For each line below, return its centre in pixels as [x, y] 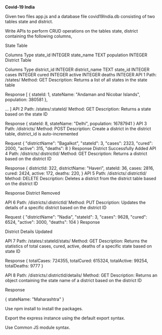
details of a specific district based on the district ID [56, 208]
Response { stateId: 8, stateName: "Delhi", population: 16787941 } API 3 [76, 124]
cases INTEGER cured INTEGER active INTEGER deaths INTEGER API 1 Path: [81, 75]
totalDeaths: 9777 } [24, 266]
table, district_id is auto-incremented [42, 134]
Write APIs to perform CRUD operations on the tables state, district [72, 31]
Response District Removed [33, 193]
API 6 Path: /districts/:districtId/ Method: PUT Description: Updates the [75, 202]
